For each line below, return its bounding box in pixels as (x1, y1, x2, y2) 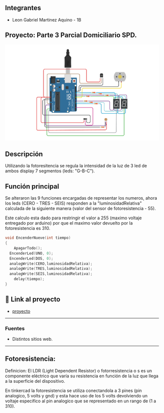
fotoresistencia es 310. (5, 226, 50, 231)
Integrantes (5, 4, 41, 12)
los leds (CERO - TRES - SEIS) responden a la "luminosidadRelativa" (5, 200, 142, 206)
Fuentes (5, 325, 25, 331)
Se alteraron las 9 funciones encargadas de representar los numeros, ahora (5, 195, 157, 201)
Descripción (5, 150, 43, 158)
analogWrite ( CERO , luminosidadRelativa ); (9, 261, 93, 266)
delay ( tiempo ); (14, 277, 45, 282)
